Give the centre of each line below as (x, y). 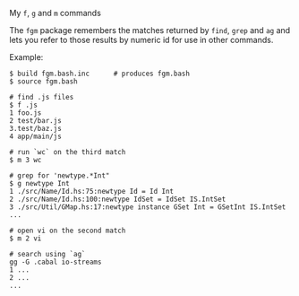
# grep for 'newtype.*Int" (60, 176)
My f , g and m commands (55, 13)
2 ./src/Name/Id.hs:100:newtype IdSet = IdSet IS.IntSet (118, 199)
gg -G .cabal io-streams (56, 262)
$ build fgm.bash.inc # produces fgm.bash (100, 74)
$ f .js (24, 105)
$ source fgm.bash (43, 82)
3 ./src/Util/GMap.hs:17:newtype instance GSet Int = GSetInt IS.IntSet (148, 207)
